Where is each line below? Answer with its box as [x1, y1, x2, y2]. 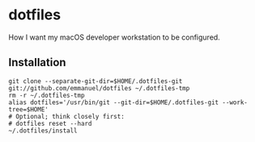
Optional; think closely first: [15, 112, 125, 120]
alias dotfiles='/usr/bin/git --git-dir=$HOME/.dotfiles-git [8, 98, 219, 106]
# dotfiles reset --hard [8, 119, 92, 127]
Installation [8, 56, 66, 69]
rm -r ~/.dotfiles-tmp [8, 91, 85, 99]
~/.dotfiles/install [8, 127, 79, 135]
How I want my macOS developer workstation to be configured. [8, 32, 220, 42]
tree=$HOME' [8, 105, 49, 114]
